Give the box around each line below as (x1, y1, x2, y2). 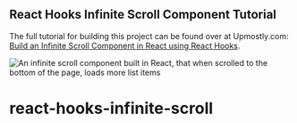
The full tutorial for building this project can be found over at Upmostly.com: (9, 30, 289, 41)
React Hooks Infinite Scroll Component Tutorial (9, 7, 277, 22)
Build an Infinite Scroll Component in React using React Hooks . (9, 40, 241, 51)
